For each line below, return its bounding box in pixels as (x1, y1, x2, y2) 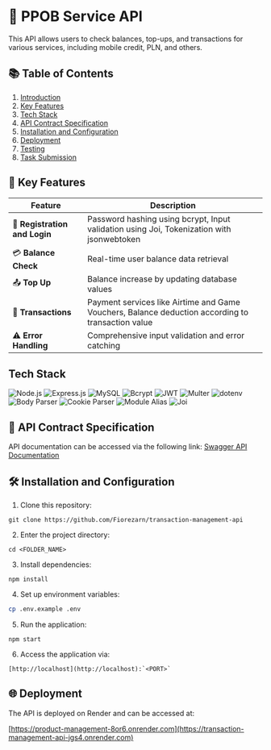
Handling (12, 340, 48, 351)
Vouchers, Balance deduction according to (87, 306, 248, 318)
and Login (12, 228, 52, 240)
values (87, 283, 113, 294)
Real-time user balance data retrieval (87, 253, 229, 265)
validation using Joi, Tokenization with (87, 223, 231, 235)
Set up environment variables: (19, 590, 120, 599)
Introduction (19, 92, 61, 102)
